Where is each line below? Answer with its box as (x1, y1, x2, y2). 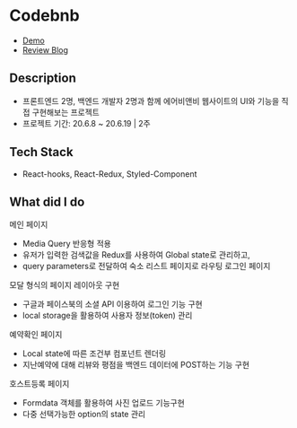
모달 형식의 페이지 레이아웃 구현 (9, 280, 120, 291)
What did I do (9, 194, 85, 209)
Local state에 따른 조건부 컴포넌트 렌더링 (22, 348, 167, 359)
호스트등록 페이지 (9, 379, 70, 389)
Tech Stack (9, 144, 74, 160)
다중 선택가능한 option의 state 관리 (22, 409, 146, 420)
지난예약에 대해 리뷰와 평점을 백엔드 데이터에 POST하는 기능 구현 (22, 360, 249, 371)
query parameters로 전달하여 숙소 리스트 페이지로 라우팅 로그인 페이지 (22, 261, 271, 272)
